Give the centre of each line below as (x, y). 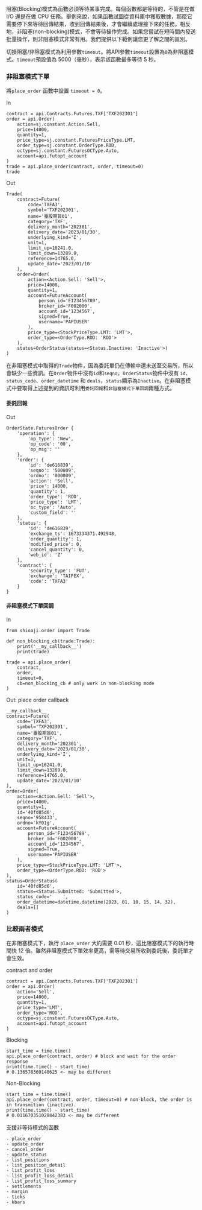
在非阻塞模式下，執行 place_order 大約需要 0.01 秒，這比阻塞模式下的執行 (98, 943)
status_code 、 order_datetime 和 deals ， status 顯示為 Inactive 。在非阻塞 (96, 381)
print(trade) (33, 651)
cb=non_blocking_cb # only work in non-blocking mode (86, 683)
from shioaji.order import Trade (48, 630)
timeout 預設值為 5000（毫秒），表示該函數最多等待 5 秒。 (88, 59)
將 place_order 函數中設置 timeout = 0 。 (56, 91)
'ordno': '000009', (52, 475)
